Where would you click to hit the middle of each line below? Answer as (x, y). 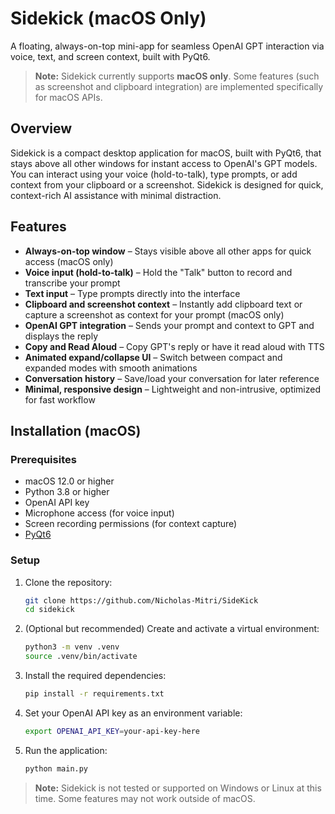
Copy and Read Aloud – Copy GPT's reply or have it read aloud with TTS (174, 346)
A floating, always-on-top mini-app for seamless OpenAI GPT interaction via (167, 46)
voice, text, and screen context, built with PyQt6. (110, 56)
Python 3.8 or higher (67, 492)
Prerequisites (43, 459)
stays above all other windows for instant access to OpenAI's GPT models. (164, 163)
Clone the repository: (68, 582)
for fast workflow (60, 399)
